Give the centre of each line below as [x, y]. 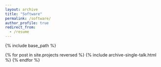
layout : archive [21, 9]
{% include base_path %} [31, 46]
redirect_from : [20, 27]
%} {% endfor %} [23, 60]
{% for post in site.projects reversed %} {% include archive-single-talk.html [81, 55]
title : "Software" [24, 14]
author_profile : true [27, 23]
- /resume [19, 32]
